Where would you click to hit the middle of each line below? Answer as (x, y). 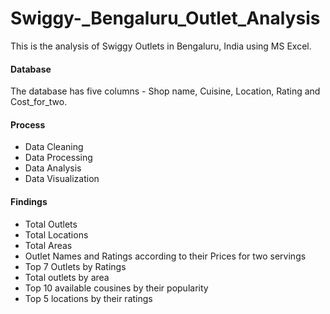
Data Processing (58, 158)
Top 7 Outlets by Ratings (75, 266)
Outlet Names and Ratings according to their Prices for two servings (165, 256)
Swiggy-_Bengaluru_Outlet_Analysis (165, 18)
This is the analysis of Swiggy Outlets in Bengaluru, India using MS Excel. (161, 46)
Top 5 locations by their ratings (88, 298)
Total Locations (56, 234)
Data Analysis (53, 168)
